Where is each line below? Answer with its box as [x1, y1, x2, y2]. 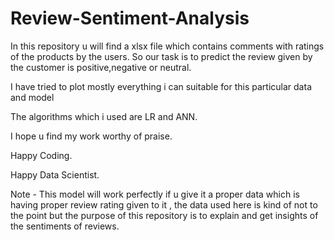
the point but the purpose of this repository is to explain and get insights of [10, 209, 319, 221]
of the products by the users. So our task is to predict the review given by [10, 50, 313, 62]
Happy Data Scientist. [10, 168, 100, 181]
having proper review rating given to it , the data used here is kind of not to [10, 198, 318, 211]
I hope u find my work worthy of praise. [10, 130, 173, 142]
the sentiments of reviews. [10, 220, 120, 232]
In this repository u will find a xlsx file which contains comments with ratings [10, 40, 325, 52]
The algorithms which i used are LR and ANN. [10, 110, 198, 122]
